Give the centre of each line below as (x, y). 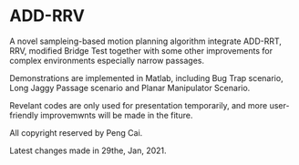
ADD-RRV (47, 16)
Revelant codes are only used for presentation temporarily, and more (139, 105)
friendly (24, 115)
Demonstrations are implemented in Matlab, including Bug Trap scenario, (147, 77)
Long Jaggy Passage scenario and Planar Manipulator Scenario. (130, 88)
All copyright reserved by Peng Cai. (76, 132)
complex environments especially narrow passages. (107, 60)
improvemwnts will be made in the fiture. (117, 115)
